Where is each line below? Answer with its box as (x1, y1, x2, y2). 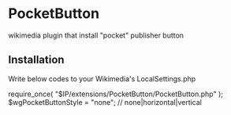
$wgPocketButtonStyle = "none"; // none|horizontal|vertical (8, 97, 203, 106)
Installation (8, 53, 65, 66)
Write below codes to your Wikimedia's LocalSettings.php (8, 74, 196, 83)
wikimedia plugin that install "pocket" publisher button (8, 31, 184, 40)
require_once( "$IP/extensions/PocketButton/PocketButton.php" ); (8, 89, 223, 99)
